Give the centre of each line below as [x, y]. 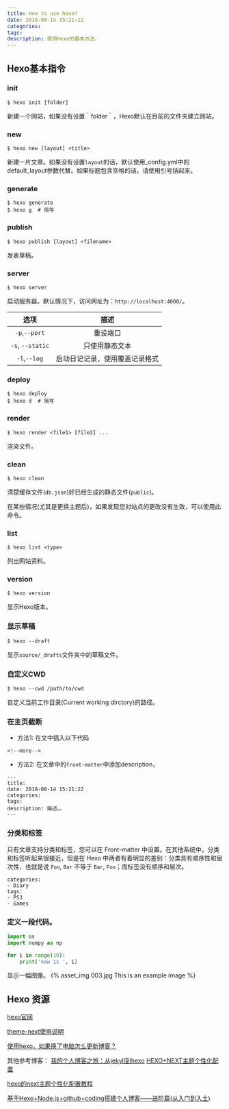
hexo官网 [20, 1017]
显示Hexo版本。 [29, 607]
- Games [18, 904]
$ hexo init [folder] [38, 102]
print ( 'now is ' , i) [49, 962]
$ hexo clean [26, 478]
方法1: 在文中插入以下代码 [53, 738]
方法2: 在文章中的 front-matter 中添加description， [88, 764]
